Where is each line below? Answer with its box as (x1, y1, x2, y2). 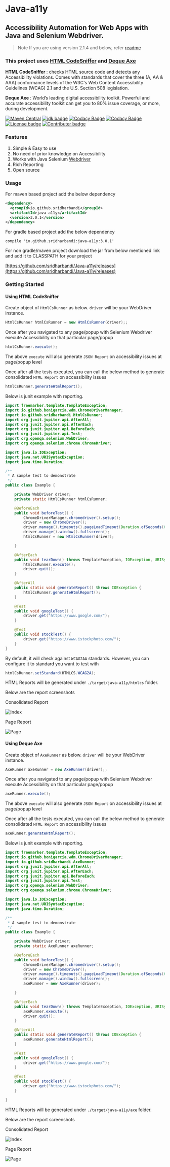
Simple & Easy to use (12, 145, 57, 151)
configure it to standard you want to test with (5, 661, 99, 667)
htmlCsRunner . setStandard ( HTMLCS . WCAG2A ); (5, 670, 96, 675)
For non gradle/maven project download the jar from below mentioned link (5, 247, 160, 254)
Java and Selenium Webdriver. (5, 31, 104, 40)
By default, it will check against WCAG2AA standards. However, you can (5, 655, 149, 661)
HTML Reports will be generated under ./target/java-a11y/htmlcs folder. (5, 679, 158, 686)
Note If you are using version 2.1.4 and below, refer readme (17, 45, 141, 51)
